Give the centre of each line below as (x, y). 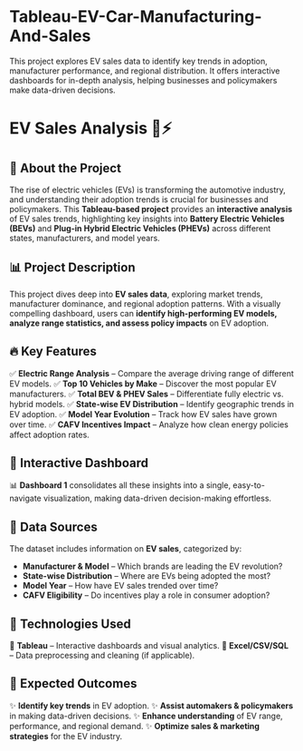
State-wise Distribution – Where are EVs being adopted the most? (147, 576)
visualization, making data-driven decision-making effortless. (158, 498)
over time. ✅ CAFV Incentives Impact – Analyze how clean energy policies (149, 424)
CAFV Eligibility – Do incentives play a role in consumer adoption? (146, 595)
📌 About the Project (66, 168)
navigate (26, 498)
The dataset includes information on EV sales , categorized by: (126, 549)
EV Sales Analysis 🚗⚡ (91, 128)
